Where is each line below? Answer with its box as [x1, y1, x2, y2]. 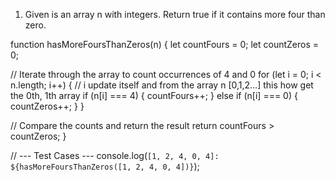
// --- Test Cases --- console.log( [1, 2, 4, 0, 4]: [10, 150, 220, 161]
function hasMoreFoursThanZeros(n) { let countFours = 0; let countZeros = [10, 39, 320, 50]
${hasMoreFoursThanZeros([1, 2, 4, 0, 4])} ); [10, 160, 200, 172]
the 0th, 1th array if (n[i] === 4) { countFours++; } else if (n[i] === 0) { [10, 90, 298, 101]
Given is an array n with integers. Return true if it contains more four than [24, 9, 326, 20]
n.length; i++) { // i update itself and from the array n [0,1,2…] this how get [10, 79, 314, 91]
